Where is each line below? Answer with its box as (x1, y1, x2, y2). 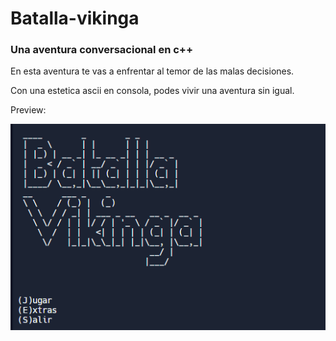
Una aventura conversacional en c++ (10, 43, 194, 57)
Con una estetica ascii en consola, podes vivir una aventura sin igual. (10, 85, 295, 97)
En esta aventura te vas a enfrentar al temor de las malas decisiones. (10, 65, 295, 77)
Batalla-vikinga (10, 7, 140, 30)
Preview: (10, 104, 47, 116)
